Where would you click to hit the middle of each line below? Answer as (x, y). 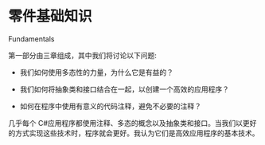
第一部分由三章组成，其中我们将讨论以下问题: (83, 55)
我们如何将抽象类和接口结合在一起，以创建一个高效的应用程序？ (124, 89)
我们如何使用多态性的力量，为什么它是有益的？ (96, 72)
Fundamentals (31, 39)
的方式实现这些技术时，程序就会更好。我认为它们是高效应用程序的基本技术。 (134, 133)
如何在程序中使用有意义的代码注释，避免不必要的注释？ (110, 106)
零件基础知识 (51, 16)
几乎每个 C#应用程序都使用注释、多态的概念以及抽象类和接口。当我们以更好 (132, 123)
